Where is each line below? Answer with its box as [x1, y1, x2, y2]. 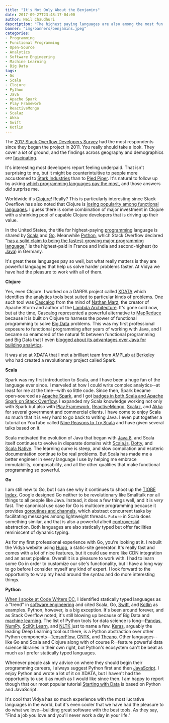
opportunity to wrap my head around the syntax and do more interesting [5, 571, 155, 577]
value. [5, 217, 18, 223]
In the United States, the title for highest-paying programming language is [5, 227, 158, 233]
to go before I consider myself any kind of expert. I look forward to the [5, 566, 151, 572]
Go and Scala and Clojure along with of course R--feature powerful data [13, 639, 163, 645]
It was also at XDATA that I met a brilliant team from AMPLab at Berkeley [5, 352, 155, 358]
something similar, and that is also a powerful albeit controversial [5, 518, 140, 525]
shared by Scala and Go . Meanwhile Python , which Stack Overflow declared [5, 232, 163, 238]
